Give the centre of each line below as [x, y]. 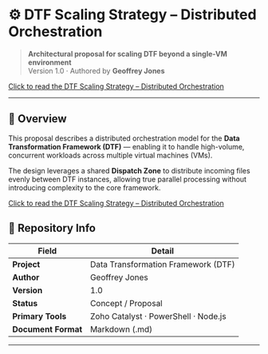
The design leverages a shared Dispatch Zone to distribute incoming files [129, 170]
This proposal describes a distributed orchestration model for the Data [124, 138]
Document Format [47, 329]
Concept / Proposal [126, 303]
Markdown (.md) [122, 329]
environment [49, 62]
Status [25, 303]
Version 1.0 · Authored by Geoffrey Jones [96, 70]
